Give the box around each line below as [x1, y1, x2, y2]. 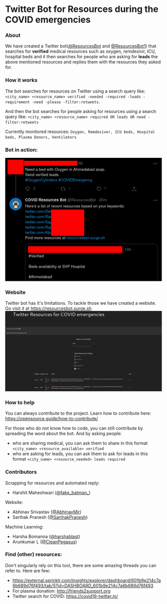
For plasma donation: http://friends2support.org [12, 588, 111, 594]
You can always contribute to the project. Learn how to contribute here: [5, 410, 152, 416]
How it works [5, 77, 38, 84]
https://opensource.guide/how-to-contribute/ [5, 416, 98, 422]
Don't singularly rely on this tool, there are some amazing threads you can [5, 562, 157, 568]
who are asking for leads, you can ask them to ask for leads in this [12, 451, 148, 457]
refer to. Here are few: [5, 568, 51, 574]
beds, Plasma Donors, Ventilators [5, 134, 77, 140]
